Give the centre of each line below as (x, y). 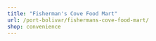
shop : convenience (34, 26)
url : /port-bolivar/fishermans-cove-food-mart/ (78, 20)
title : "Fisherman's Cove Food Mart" (63, 14)
